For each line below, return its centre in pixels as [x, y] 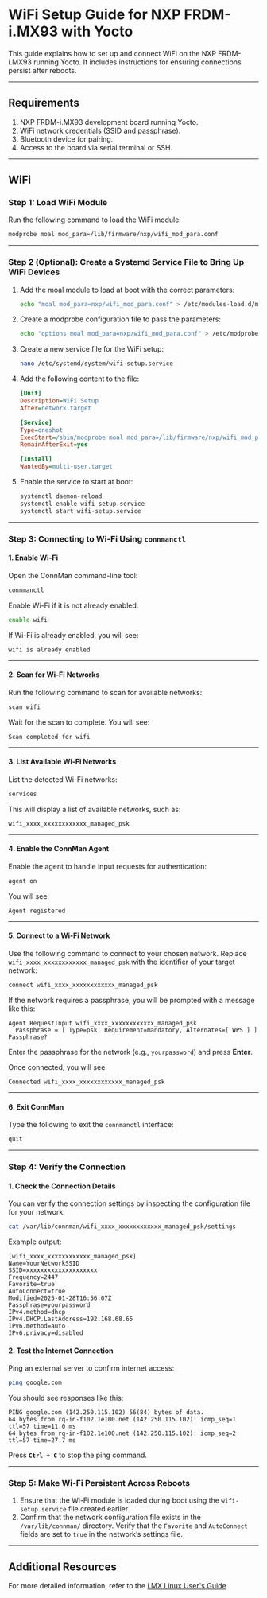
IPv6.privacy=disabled [46, 1333]
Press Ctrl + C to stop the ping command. [77, 1455]
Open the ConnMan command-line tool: [73, 575]
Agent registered [37, 911]
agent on [23, 881]
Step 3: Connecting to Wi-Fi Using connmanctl [97, 538]
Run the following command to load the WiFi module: [95, 220]
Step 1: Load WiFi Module [58, 203]
